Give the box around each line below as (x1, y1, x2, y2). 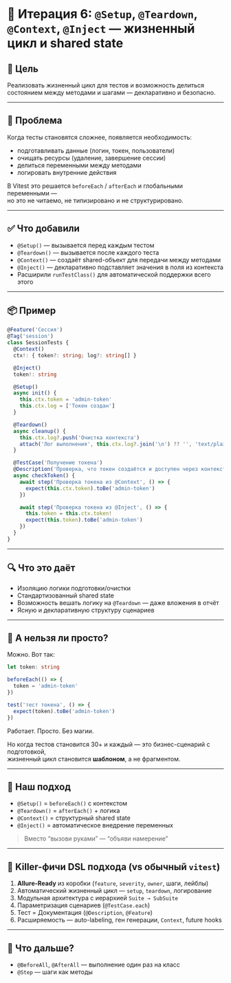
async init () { (13, 390, 57, 397)
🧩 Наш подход (7, 781, 71, 792)
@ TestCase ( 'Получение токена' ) (13, 459, 103, 467)
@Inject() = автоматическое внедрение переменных (16, 821, 174, 829)
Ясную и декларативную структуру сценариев (16, 606, 155, 614)
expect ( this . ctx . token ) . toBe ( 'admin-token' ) (25, 485, 155, 491)
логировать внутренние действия (16, 168, 117, 176)
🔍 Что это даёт (7, 562, 76, 574)
